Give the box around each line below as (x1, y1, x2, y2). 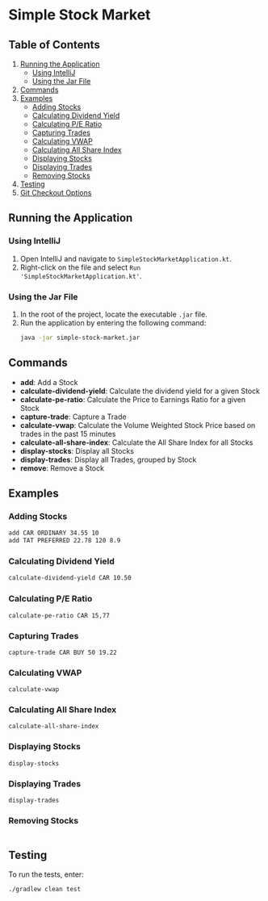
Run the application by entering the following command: (19, 317, 207, 328)
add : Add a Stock (19, 377, 78, 387)
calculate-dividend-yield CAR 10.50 (8, 574, 132, 582)
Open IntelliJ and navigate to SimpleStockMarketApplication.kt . (19, 254, 232, 263)
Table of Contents (8, 38, 101, 52)
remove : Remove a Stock (19, 463, 105, 473)
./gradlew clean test (8, 886, 82, 894)
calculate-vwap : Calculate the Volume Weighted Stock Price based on (19, 420, 256, 430)
